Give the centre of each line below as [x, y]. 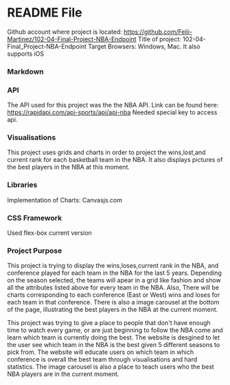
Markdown [25, 72]
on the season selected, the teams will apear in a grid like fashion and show [114, 280]
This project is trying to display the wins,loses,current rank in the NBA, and [113, 266]
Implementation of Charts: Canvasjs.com [65, 200]
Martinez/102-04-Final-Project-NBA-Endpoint [72, 39]
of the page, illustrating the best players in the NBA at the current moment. [113, 310]
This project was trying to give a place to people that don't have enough [109, 323]
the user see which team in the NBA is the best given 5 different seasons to [114, 345]
